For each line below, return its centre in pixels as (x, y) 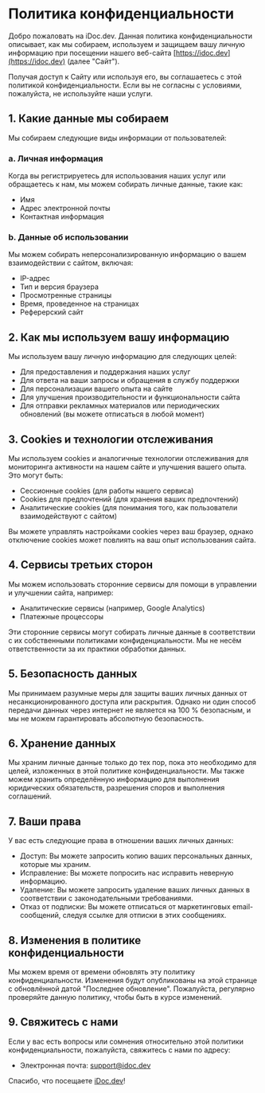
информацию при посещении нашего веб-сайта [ (92, 53)
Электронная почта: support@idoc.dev (85, 1065)
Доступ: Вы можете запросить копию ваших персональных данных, (136, 856)
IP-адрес (35, 279)
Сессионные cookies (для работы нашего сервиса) (107, 490)
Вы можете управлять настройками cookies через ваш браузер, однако (131, 531)
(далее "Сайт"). (94, 61)
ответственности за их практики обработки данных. (97, 649)
